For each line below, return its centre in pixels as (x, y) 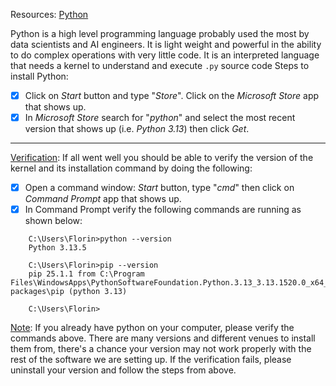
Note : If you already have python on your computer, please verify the (152, 328)
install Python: (39, 76)
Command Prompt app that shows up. (103, 199)
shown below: (53, 221)
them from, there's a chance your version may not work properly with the (161, 349)
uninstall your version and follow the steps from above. (123, 370)
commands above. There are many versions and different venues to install (163, 338)
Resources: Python (49, 14)
